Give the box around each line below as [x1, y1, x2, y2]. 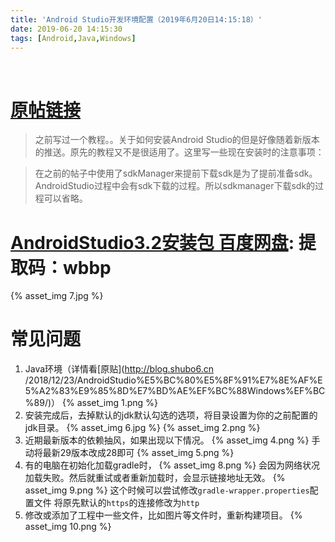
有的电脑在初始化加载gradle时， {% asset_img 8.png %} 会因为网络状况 [24, 459, 321, 471]
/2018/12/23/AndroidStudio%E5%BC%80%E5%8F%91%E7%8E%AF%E [24, 374, 323, 386]
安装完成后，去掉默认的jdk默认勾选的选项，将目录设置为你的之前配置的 [24, 409, 318, 421]
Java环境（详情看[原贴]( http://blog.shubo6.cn [24, 363, 214, 375]
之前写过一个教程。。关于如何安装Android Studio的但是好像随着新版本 [34, 134, 320, 146]
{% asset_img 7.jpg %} [10, 290, 104, 302]
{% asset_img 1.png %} [61, 397, 158, 409]
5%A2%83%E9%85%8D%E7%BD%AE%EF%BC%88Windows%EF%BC [24, 385, 326, 397]
